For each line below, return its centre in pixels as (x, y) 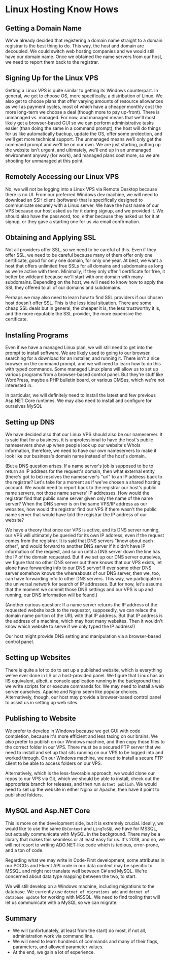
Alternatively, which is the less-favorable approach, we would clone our (80, 773)
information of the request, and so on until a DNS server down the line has (83, 552)
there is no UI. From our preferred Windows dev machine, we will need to (82, 194)
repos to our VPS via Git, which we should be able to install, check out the (82, 779)
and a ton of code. (25, 850)
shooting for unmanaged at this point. (44, 161)
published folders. (24, 795)
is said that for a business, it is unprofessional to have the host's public (79, 440)
